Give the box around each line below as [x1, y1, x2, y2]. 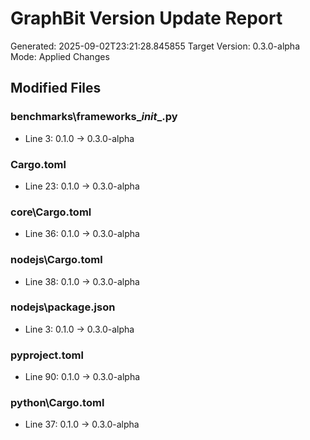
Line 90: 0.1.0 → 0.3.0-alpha [24, 371, 141, 383]
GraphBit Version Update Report [10, 7, 283, 30]
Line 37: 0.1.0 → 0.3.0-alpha [24, 418, 140, 431]
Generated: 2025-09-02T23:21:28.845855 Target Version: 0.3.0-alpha [10, 40, 300, 52]
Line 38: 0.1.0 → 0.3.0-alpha [24, 275, 140, 287]
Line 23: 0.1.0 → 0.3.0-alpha [24, 180, 140, 192]
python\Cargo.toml [10, 396, 105, 410]
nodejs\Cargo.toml [10, 253, 103, 267]
